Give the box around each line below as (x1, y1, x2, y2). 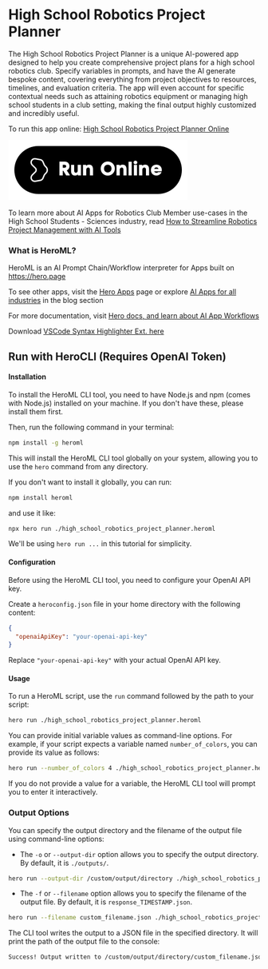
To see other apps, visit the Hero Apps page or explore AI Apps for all (8, 287, 237, 297)
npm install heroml (8, 493, 73, 501)
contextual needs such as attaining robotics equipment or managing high (8, 91, 249, 101)
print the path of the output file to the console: (8, 937, 160, 947)
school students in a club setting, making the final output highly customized (8, 100, 257, 110)
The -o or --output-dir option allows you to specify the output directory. (19, 849, 259, 859)
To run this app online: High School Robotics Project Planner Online (8, 124, 230, 134)
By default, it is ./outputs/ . (19, 858, 109, 867)
